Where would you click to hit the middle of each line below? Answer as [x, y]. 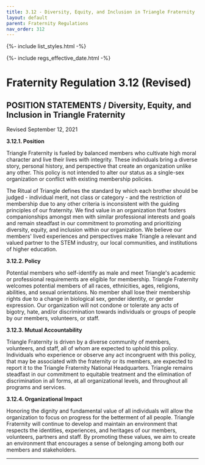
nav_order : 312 [26, 29]
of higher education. [32, 249]
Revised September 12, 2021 [42, 129]
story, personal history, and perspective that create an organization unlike [99, 166]
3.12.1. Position [25, 142]
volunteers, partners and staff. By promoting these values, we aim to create [101, 437]
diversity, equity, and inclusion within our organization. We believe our [94, 230]
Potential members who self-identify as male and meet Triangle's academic [101, 273]
